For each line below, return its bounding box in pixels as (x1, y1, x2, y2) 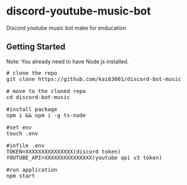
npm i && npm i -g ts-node (6, 112, 86, 118)
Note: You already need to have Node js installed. (6, 57, 129, 65)
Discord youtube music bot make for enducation (6, 24, 127, 31)
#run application (6, 166, 57, 173)
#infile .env (6, 142, 45, 149)
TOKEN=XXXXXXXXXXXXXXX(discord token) (6, 148, 121, 155)
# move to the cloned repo (6, 88, 86, 94)
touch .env (6, 130, 39, 137)
